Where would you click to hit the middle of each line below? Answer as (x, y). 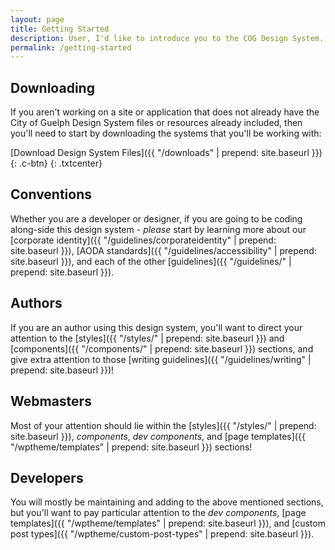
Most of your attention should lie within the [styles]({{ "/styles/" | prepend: (163, 425)
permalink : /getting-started (71, 47)
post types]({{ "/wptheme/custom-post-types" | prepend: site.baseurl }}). (162, 534)
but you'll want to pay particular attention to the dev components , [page (158, 513)
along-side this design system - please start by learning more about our (158, 229)
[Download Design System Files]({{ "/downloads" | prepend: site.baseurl (160, 153)
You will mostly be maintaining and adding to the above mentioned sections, (167, 502)
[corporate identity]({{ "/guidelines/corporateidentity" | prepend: (143, 240)
